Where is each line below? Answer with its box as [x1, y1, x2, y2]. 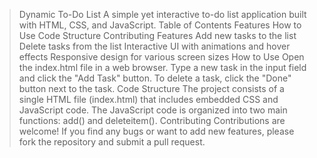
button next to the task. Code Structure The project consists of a [18, 83, 285, 94]
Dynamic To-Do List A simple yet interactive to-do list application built [18, 9, 307, 20]
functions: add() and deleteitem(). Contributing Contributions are [18, 115, 286, 126]
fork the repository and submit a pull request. [18, 136, 206, 148]
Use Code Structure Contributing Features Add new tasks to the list [18, 30, 297, 41]
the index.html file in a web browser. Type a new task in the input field [18, 62, 307, 73]
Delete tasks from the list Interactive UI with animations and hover [18, 40, 291, 52]
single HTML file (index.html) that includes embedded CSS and [18, 94, 279, 105]
